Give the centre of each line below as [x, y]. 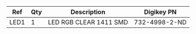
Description [88, 12]
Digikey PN [160, 12]
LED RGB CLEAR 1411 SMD [88, 22]
